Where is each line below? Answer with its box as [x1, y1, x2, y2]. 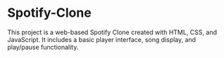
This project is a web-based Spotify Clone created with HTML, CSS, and [7, 28, 217, 36]
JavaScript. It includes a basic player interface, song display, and [7, 35, 196, 43]
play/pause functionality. [7, 43, 79, 51]
